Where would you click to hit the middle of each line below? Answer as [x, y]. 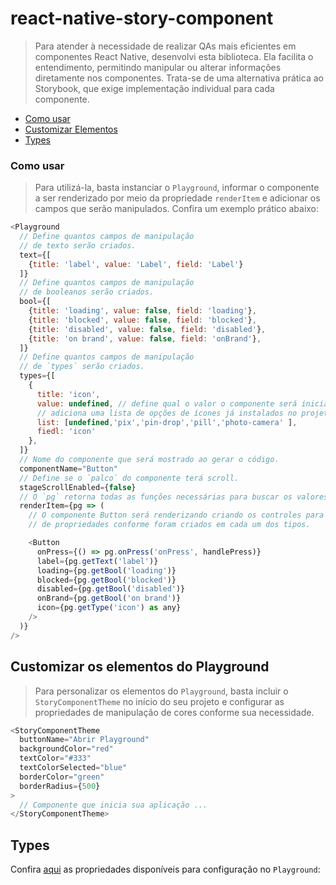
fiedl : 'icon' [66, 432]
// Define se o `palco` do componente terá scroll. [129, 478]
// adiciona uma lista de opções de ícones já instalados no [167, 413]
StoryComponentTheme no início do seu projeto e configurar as [159, 701]
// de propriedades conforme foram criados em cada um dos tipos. [169, 525]
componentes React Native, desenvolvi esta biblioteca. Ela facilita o [174, 56]
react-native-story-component [142, 18]
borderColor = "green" [62, 777]
